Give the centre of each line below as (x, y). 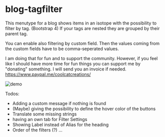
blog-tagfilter (34, 9)
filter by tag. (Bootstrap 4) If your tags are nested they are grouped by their (82, 28)
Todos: (12, 93)
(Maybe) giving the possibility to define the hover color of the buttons (84, 108)
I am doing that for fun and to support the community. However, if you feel (81, 58)
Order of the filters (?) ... (37, 130)
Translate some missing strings (44, 114)
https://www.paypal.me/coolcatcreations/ (48, 74)
